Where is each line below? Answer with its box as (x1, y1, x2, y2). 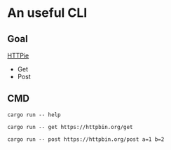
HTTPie (7, 51, 29, 60)
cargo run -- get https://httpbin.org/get (7, 123, 133, 130)
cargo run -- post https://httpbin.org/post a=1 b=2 (7, 135, 165, 143)
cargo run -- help (7, 111, 61, 118)
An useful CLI (7, 5, 88, 21)
